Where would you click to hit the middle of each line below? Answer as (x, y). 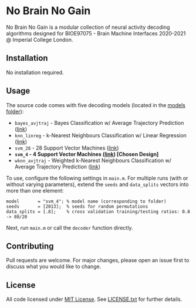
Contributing (30, 246)
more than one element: (35, 190)
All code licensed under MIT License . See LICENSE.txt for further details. (94, 299)
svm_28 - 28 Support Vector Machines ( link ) (67, 148)
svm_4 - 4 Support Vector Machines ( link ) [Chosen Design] (87, 154)
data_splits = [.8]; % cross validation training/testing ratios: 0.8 (98, 211)
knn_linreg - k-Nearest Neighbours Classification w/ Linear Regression (100, 135)
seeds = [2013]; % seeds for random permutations (77, 206)
